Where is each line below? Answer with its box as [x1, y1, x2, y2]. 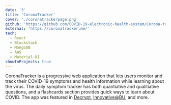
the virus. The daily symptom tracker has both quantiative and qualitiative [5, 84, 159, 90]
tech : [5, 31, 17, 36]
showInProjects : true [5, 59, 51, 64]
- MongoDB [10, 45, 31, 50]
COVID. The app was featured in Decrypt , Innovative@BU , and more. [5, 94, 149, 100]
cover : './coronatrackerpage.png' [5, 17, 79, 22]
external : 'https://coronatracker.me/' [5, 26, 90, 31]
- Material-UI [10, 54, 40, 60]
